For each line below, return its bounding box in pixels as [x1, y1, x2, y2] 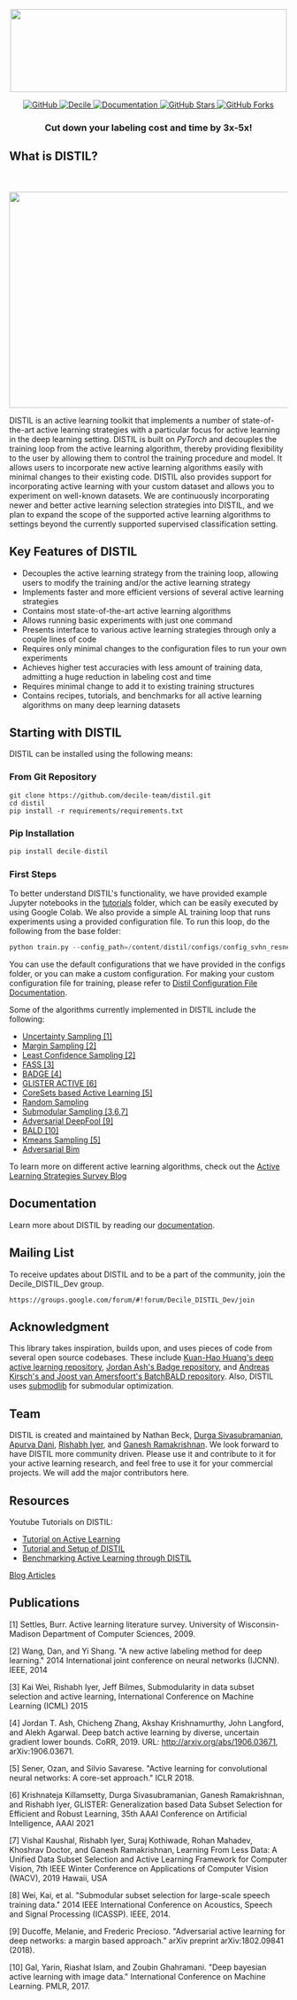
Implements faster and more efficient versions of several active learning [21, 587, 285, 597]
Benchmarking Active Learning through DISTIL [21, 1553, 192, 1563]
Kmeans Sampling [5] [21, 1134, 101, 1145]
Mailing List [9, 1245, 75, 1261]
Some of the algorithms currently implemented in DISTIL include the [9, 1005, 256, 1015]
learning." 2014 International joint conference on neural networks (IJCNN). [9, 1654, 280, 1665]
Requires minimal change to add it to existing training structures [21, 681, 255, 691]
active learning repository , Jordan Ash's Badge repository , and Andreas [9, 1362, 270, 1373]
